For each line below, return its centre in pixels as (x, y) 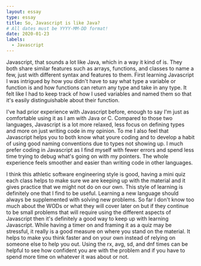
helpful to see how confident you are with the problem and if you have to (96, 250)
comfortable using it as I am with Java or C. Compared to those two (89, 118)
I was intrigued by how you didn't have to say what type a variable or (91, 81)
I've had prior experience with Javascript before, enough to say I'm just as (98, 112)
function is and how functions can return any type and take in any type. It (97, 87)
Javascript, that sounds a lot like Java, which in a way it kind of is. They (94, 62)
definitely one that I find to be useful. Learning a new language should (92, 193)
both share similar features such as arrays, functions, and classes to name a (100, 68)
